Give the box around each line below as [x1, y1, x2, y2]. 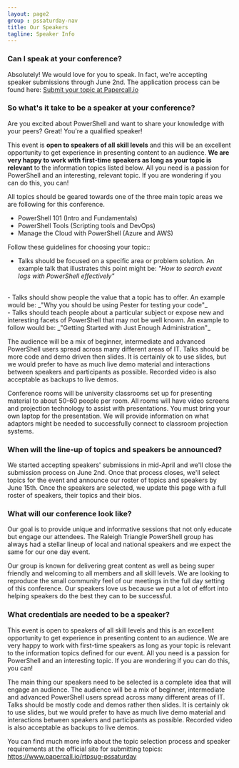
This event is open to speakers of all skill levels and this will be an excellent [7, 140, 231, 149]
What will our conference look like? [7, 509, 132, 519]
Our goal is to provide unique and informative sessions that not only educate [7, 525, 232, 533]
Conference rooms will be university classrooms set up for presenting [7, 389, 213, 397]
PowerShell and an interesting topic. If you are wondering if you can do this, [7, 656, 230, 665]
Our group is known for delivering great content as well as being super [7, 561, 215, 570]
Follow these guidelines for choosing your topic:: [7, 242, 151, 251]
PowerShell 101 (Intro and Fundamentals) [17, 213, 138, 222]
